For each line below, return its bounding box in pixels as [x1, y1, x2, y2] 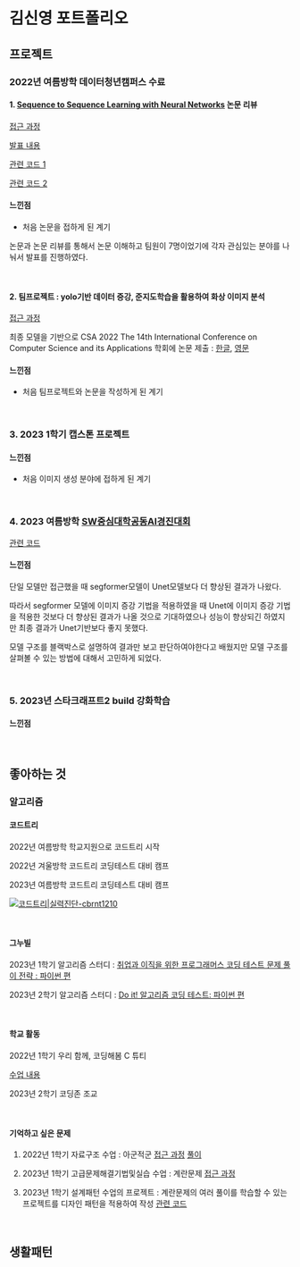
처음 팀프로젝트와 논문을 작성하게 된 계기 [21, 386, 163, 398]
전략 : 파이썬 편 [18, 970, 71, 981]
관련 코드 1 [9, 158, 46, 170]
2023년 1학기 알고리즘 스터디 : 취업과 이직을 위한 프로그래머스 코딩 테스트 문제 [9, 959, 281, 969]
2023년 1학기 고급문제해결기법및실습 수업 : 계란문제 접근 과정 [21, 1168, 236, 1179]
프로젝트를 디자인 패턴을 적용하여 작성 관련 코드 [21, 1198, 187, 1209]
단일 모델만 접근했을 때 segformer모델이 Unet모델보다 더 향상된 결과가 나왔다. [9, 581, 282, 592]
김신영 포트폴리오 [9, 8, 129, 29]
